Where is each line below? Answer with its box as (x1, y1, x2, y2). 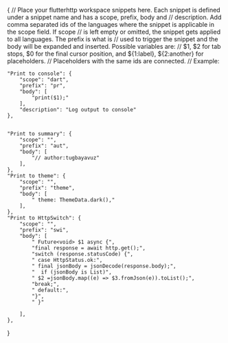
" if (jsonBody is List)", (32, 269, 112, 276)
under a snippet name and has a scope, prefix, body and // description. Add (7, 13, 222, 21)
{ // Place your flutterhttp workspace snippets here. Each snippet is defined (7, 6, 221, 14)
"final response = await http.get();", (32, 245, 146, 252)
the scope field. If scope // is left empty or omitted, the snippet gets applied (7, 27, 221, 36)
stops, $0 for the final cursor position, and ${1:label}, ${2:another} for (7, 49, 204, 58)
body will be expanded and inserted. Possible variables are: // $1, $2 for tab (7, 43, 221, 50)
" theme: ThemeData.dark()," (32, 197, 115, 203)
